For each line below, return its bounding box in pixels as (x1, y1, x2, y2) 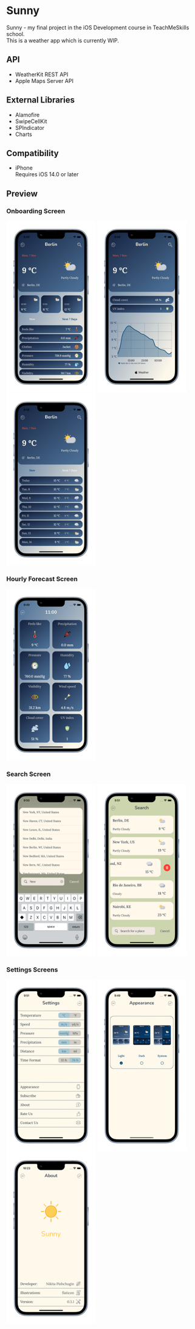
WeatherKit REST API (15, 71, 69, 78)
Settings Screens (6, 965, 58, 973)
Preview (6, 188, 38, 199)
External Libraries (6, 95, 75, 106)
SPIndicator (15, 124, 44, 131)
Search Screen (6, 770, 51, 778)
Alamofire (15, 111, 40, 118)
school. (6, 30, 25, 37)
